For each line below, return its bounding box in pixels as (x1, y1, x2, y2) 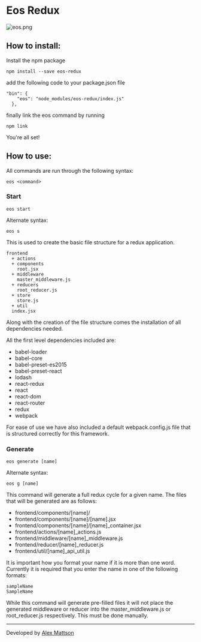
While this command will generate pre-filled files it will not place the (6, 599, 173, 607)
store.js (17, 298, 39, 304)
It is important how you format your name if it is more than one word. (6, 559, 175, 566)
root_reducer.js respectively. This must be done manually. (6, 612, 148, 619)
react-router (14, 399, 45, 406)
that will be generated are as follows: (6, 497, 98, 505)
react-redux (14, 380, 45, 387)
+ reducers (11, 281, 39, 288)
